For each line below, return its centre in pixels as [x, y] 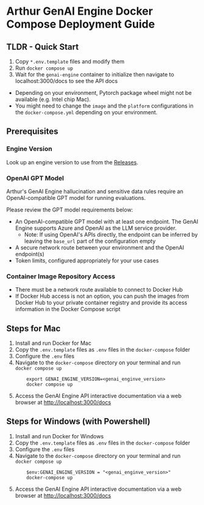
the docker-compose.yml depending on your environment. [86, 112]
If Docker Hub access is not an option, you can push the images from [102, 296]
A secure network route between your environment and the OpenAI [100, 247]
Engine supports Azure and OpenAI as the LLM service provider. [96, 228]
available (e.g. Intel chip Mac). [53, 99]
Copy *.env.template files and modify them [70, 61]
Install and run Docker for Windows [59, 436]
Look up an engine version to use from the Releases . [72, 162]
